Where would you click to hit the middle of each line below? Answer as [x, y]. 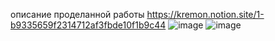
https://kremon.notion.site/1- [205, 14]
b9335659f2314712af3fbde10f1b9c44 [88, 25]
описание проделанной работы [77, 14]
